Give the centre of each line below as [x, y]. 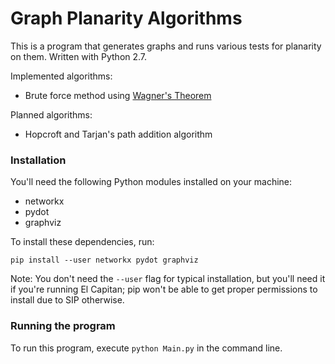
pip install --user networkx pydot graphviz [104, 260]
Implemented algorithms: [61, 76]
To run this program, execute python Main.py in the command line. [146, 348]
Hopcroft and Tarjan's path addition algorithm [118, 134]
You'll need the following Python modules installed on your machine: [151, 182]
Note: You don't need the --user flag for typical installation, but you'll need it [168, 279]
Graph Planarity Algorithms [126, 18]
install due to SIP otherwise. [67, 300]
